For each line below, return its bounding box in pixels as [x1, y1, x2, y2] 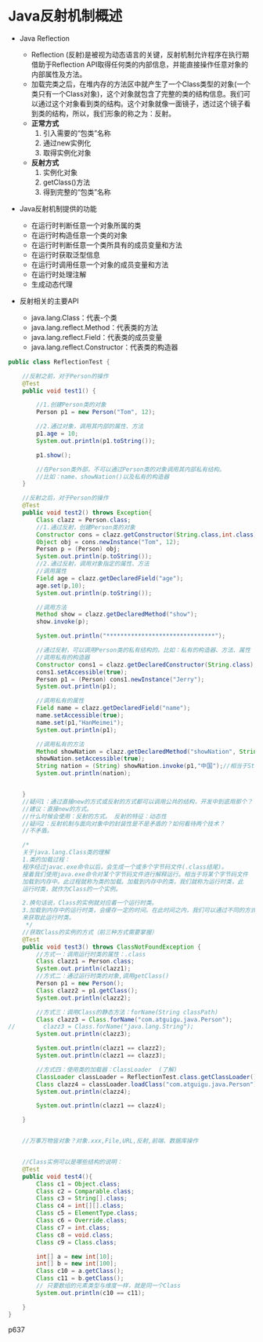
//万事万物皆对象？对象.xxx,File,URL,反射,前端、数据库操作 [22, 1137, 199, 1145]
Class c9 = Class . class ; [36, 1238, 117, 1246]
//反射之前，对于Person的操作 [22, 372, 109, 380]
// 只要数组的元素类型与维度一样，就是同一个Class [36, 1282, 182, 1290]
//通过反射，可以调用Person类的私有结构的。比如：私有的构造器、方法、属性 [36, 646, 251, 654]
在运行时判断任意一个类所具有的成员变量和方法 [31, 240, 182, 250]
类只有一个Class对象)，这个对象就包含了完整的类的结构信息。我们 [31, 89, 244, 98]
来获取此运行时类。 [22, 914, 75, 922]
